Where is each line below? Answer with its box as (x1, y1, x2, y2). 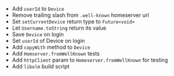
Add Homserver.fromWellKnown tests (11, 50, 100, 57)
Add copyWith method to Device (11, 43, 91, 51)
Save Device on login (11, 31, 64, 38)
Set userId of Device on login (11, 37, 85, 44)
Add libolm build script (11, 63, 69, 70)
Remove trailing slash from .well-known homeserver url (11, 11, 149, 19)
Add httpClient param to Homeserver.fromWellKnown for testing (11, 57, 168, 63)
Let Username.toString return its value (11, 24, 107, 31)
